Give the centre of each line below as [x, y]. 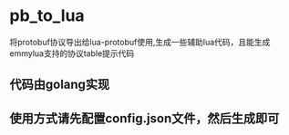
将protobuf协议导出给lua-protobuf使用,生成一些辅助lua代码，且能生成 [140, 42]
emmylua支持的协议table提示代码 [72, 53]
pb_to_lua [47, 16]
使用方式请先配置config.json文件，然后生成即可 [144, 118]
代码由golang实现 [60, 85]
